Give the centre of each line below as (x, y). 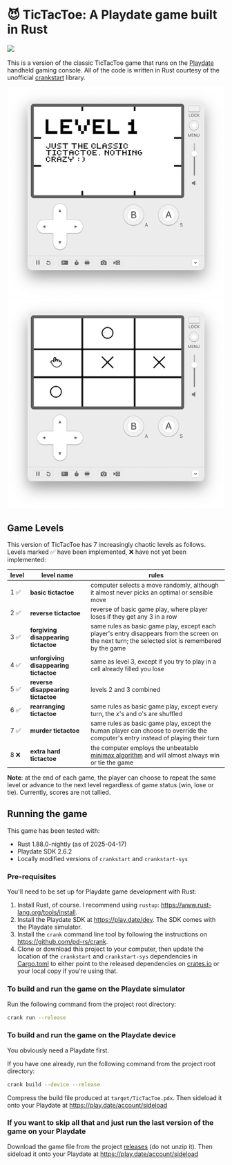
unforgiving (47, 658)
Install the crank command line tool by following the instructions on (112, 934)
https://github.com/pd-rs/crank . (62, 942)
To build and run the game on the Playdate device (91, 1035)
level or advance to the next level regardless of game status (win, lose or (110, 785)
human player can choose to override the (149, 731)
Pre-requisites (32, 876)
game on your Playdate (47, 1131)
